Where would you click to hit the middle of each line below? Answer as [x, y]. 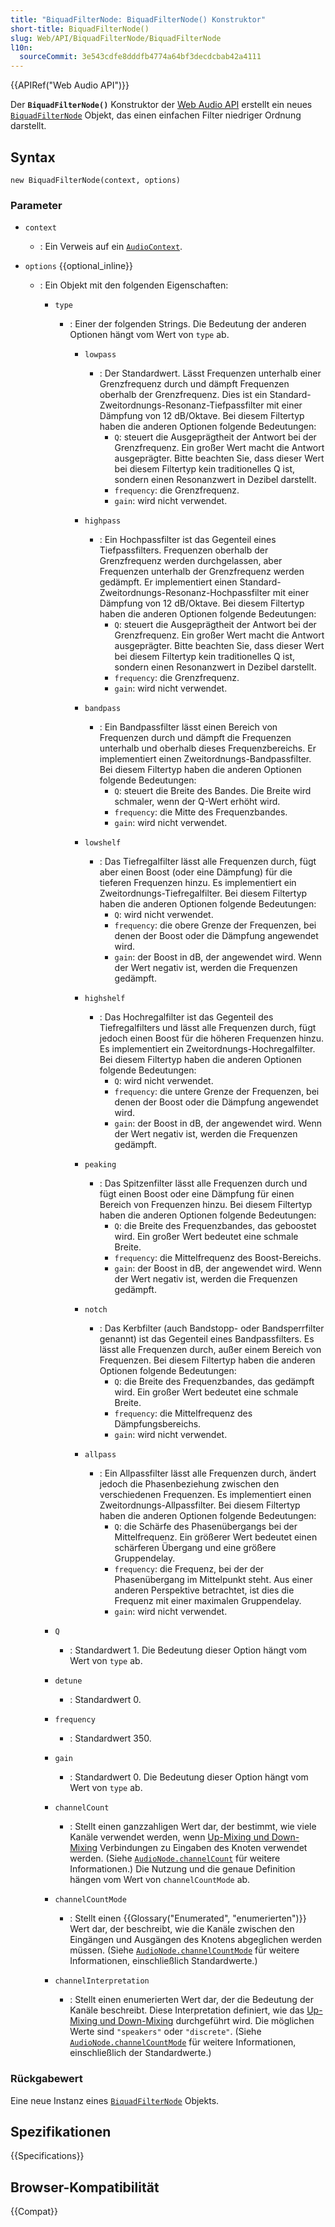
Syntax [33, 157]
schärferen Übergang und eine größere [195, 1548]
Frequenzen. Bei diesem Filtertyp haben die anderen [207, 1360]
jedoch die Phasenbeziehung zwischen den [189, 1484]
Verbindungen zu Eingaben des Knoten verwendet [203, 1848]
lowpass [100, 355]
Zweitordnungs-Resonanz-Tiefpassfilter [182, 405]
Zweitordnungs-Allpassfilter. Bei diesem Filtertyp [200, 1505]
